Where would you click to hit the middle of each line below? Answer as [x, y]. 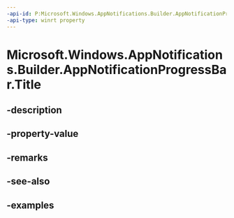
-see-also [28, 181]
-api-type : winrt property [46, 20]
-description [34, 110]
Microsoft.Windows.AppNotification [115, 55]
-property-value [43, 134]
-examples [30, 205]
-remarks [27, 158]
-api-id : [19, 14]
